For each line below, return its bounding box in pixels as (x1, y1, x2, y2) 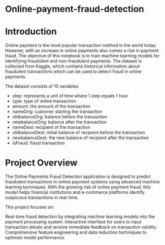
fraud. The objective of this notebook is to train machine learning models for (5, 53, 160, 59)
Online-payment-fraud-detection (5, 3, 144, 15)
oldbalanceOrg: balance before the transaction (12, 114, 107, 120)
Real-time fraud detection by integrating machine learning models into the (5, 213, 155, 220)
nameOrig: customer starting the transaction (12, 108, 102, 114)
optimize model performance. (5, 235, 66, 241)
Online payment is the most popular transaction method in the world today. (5, 42, 157, 48)
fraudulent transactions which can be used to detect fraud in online (5, 69, 142, 74)
